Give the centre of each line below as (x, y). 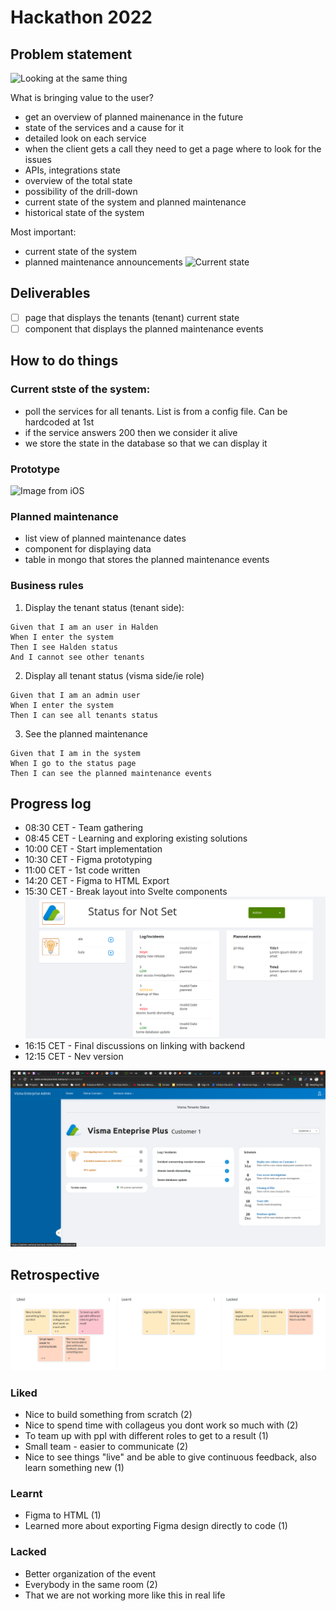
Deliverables (50, 293)
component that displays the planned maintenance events (144, 328)
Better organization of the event (90, 1573)
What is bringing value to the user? (82, 97)
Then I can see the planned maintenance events (111, 773)
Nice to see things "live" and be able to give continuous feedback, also (170, 1457)
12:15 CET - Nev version (74, 1056)
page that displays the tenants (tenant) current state (132, 317)
